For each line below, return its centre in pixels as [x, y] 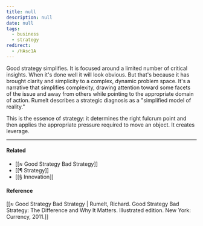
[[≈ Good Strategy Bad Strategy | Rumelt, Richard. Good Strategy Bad [93, 204]
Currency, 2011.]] [27, 217]
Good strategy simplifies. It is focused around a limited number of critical [97, 68]
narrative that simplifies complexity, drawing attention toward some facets [98, 87]
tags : [13, 29]
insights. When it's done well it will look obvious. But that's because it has [98, 74]
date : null [20, 23]
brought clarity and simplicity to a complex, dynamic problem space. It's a [98, 81]
